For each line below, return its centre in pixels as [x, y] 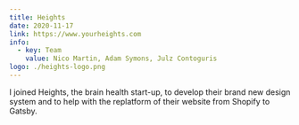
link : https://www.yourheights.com [75, 34]
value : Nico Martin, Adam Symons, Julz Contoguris [121, 59]
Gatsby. [23, 111]
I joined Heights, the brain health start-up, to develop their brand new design [150, 92]
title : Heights [37, 17]
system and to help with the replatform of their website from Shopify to [140, 101]
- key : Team [40, 51]
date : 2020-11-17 [42, 26]
